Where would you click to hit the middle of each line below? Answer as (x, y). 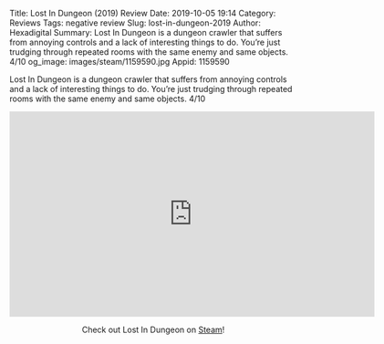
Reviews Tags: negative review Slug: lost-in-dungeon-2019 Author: (135, 23)
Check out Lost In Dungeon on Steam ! (153, 329)
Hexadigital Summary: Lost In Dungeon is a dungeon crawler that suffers (146, 32)
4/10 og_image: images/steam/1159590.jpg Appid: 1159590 (119, 62)
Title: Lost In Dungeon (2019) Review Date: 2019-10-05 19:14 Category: (143, 13)
